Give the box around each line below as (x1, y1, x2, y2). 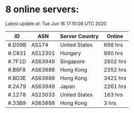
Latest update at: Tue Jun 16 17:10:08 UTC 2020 (5, 20, 107, 27)
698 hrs (103, 41, 123, 48)
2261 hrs (103, 83, 127, 90)
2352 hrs (103, 66, 127, 73)
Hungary (60, 50, 81, 57)
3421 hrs (103, 74, 127, 81)
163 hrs (103, 91, 123, 98)
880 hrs (103, 50, 123, 57)
